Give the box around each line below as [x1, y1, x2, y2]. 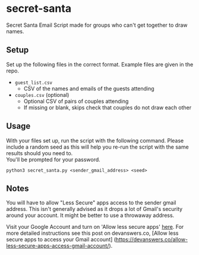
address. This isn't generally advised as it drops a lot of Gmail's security [6, 206, 183, 213]
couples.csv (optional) [14, 91, 70, 98]
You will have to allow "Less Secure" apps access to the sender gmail [6, 199, 176, 206]
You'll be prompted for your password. [6, 156, 101, 163]
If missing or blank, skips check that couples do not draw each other [23, 103, 192, 111]
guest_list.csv [14, 80, 53, 86]
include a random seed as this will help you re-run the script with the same [6, 143, 189, 150]
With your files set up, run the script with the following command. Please [6, 137, 184, 144]
